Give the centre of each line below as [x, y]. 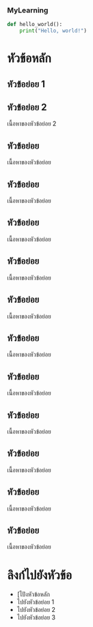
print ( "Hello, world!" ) [53, 31]
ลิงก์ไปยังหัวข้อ [40, 575]
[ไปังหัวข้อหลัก [33, 594]
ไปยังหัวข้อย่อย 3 [36, 617]
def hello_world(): [35, 25]
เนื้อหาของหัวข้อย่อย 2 [32, 124]
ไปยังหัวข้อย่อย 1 [36, 602]
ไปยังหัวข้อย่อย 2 [36, 610]
